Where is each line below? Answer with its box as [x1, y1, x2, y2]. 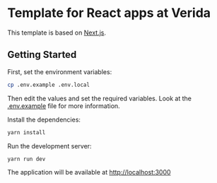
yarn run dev [7, 155, 46, 163]
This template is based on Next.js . [7, 28, 106, 37]
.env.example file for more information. [7, 101, 120, 110]
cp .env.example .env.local [7, 81, 90, 88]
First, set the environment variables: [7, 67, 112, 76]
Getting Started [7, 49, 77, 61]
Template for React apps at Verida [7, 5, 211, 21]
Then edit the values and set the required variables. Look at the [7, 94, 192, 102]
